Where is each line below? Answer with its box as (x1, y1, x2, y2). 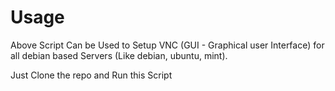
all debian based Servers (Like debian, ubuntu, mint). (10, 49, 228, 61)
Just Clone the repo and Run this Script (10, 69, 173, 81)
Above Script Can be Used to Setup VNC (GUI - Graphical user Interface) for (10, 39, 325, 51)
